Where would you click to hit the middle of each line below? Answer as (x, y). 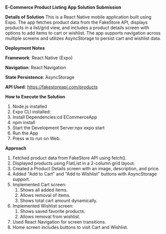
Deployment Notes (25, 48)
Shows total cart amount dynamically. (58, 201)
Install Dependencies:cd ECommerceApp (55, 117)
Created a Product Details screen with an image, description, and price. (86, 168)
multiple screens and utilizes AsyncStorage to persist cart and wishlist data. (83, 38)
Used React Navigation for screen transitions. (59, 222)
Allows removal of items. (45, 195)
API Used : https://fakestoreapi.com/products (51, 87)
